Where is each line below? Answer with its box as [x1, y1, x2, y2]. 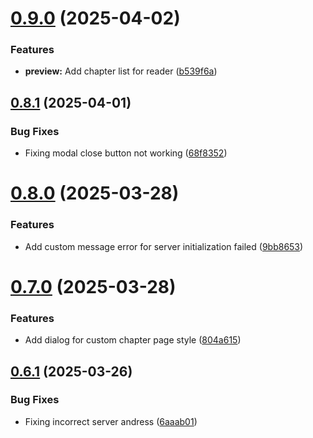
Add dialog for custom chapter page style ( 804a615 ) [24, 334, 242, 346]
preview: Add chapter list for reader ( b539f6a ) [24, 65, 218, 77]
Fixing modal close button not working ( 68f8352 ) [24, 147, 228, 159]
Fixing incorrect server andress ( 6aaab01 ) [24, 415, 198, 427]
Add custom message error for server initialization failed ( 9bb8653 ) [24, 240, 304, 252]
